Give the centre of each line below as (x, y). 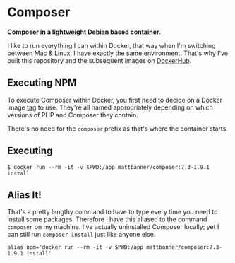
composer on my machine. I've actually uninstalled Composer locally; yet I (113, 227)
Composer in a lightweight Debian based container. (84, 32)
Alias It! (24, 195)
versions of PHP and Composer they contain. (73, 115)
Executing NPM (42, 83)
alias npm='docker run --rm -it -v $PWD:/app (75, 247)
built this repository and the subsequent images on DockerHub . (100, 60)
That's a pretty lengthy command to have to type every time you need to (113, 212)
